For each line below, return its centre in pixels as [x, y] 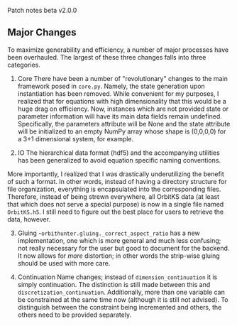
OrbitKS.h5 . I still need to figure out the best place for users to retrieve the [116, 212]
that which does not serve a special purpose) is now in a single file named [116, 204]
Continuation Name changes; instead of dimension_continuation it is [117, 277]
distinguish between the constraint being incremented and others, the [120, 307]
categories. [24, 65]
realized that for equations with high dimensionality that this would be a [122, 101]
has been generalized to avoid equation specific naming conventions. [119, 160]
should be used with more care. [64, 263]
